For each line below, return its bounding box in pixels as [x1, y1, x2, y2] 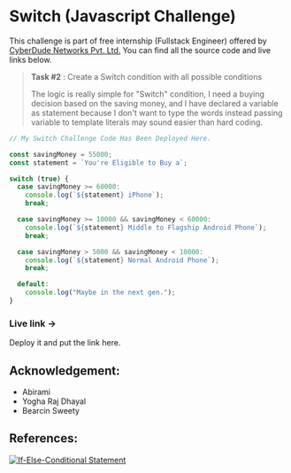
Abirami [21, 387, 51, 398]
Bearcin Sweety [21, 406, 80, 416]
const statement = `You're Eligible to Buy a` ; [9, 158, 188, 167]
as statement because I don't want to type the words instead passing [30, 107, 283, 118]
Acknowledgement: [9, 363, 120, 378]
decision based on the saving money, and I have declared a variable [30, 97, 279, 108]
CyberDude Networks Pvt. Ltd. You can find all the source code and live [9, 44, 272, 55]
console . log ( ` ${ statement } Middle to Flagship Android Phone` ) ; [25, 223, 267, 232]
